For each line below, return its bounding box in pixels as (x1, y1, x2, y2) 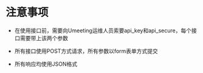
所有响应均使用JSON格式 (14, 60, 78, 68)
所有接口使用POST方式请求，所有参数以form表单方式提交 (14, 47, 159, 55)
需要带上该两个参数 (19, 34, 68, 41)
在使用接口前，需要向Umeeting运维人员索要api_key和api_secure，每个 (14, 27, 192, 34)
